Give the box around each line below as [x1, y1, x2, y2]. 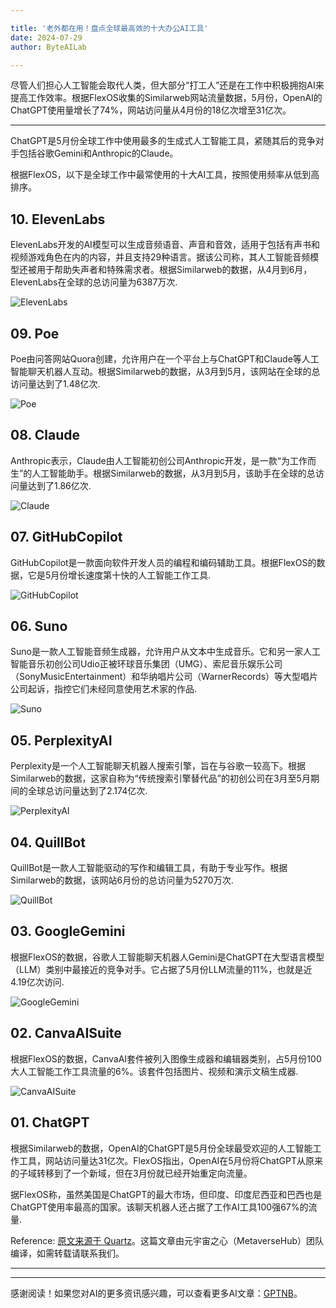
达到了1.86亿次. [27, 479, 92, 491]
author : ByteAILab [10, 42, 87, 52]
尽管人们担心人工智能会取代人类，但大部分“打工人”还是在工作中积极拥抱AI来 [10, 79, 325, 91]
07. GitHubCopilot [10, 529, 123, 546]
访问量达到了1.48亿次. [10, 378, 101, 390]
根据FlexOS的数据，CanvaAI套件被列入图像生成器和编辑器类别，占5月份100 [10, 1052, 322, 1065]
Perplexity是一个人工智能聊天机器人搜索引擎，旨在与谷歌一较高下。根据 [10, 760, 307, 772]
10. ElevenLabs [10, 211, 106, 228]
